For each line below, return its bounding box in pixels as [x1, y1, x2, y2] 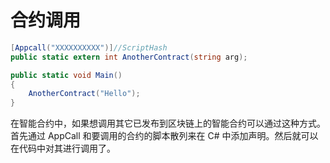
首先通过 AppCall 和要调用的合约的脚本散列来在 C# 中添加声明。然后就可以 [10, 130, 319, 142]
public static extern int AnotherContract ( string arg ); [10, 52, 248, 62]
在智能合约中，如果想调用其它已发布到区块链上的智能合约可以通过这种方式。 [10, 117, 326, 130]
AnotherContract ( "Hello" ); [28, 89, 141, 99]
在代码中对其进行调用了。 [10, 142, 116, 155]
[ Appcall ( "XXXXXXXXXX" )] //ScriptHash [10, 42, 168, 53]
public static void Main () [10, 70, 123, 80]
